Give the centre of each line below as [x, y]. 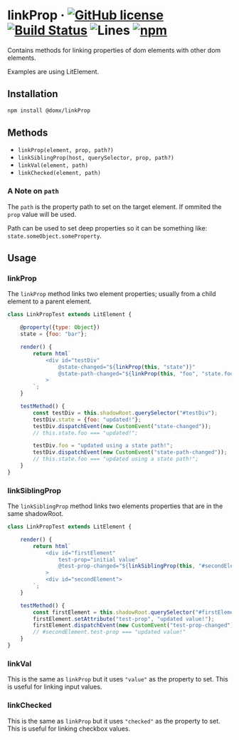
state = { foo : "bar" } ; [54, 334]
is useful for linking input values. [55, 687]
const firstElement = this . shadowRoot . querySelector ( [114, 612]
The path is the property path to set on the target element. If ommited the [115, 206]
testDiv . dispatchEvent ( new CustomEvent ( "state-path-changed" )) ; [130, 452]
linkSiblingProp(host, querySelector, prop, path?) [96, 158]
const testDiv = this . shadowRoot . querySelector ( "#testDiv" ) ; [126, 413]
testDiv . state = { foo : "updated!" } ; [87, 420]
